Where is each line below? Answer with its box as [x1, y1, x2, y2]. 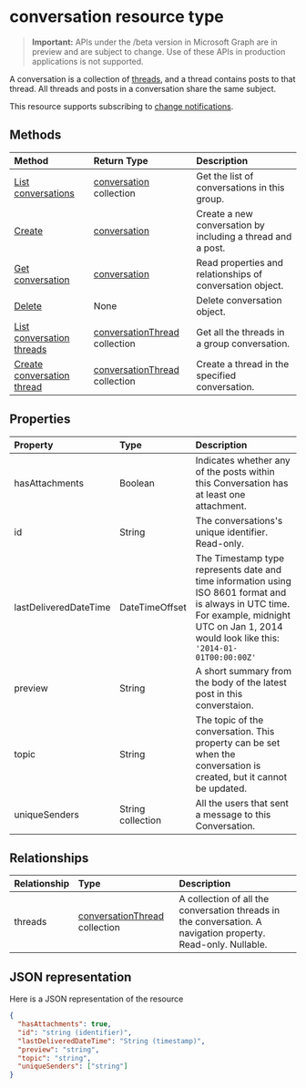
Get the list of [196, 169, 254, 182]
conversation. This [195, 724, 275, 737]
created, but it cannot [195, 770, 288, 783]
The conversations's [195, 514, 283, 527]
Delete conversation [196, 293, 282, 306]
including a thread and [196, 230, 292, 242]
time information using [195, 574, 291, 587]
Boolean [119, 477, 155, 489]
